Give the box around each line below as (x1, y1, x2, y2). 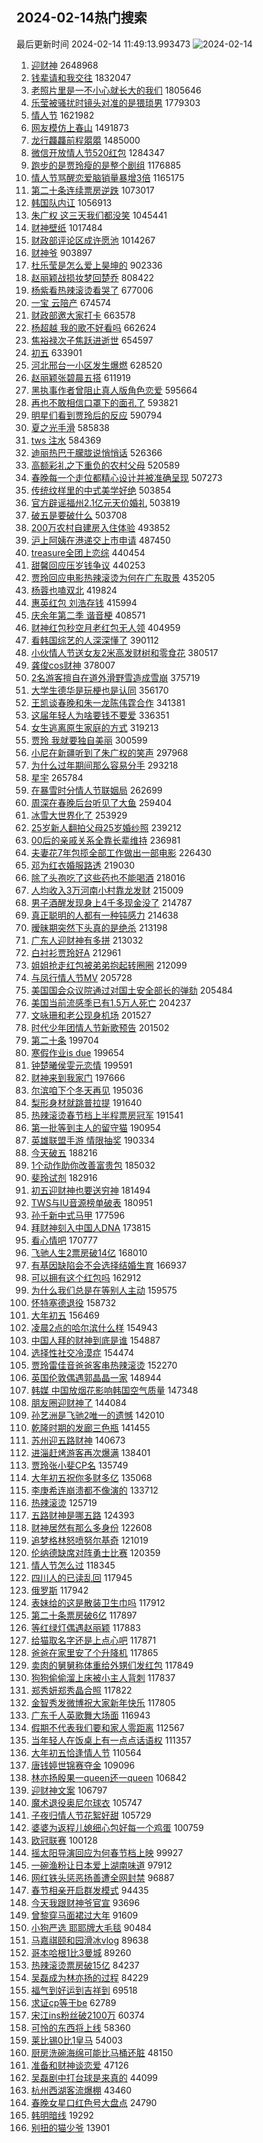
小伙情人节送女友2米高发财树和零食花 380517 (30, 646, 219, 658)
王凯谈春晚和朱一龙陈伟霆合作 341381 (30, 696, 186, 708)
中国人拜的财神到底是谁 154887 (30, 1334, 161, 1346)
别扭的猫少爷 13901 (30, 2121, 111, 2133)
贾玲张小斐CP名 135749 (30, 1459, 129, 1471)
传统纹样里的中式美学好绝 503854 (30, 484, 172, 496)
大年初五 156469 (30, 1309, 100, 1321)
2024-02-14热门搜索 (16, 9, 148, 27)
